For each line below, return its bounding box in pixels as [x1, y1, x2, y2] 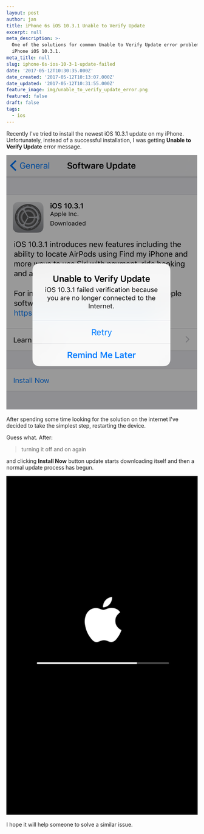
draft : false [6, 100, 39, 106]
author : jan [6, 16, 36, 23]
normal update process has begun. [6, 464, 94, 471]
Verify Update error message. [6, 143, 82, 150]
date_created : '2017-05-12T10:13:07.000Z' [6, 74, 115, 80]
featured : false [6, 93, 47, 100]
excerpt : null [6, 29, 42, 35]
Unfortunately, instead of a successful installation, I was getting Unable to [6, 136, 191, 144]
